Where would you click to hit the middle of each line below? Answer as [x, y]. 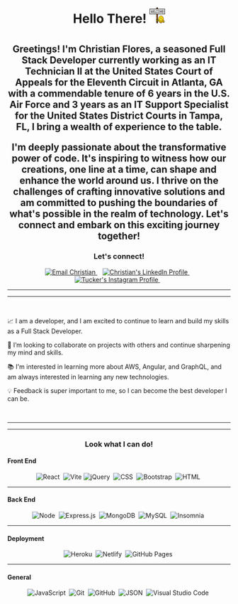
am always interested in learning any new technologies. [88, 377]
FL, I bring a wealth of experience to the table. [119, 127]
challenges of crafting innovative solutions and [119, 192]
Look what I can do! [119, 444]
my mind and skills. [35, 352]
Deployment [26, 538]
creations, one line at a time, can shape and [119, 169]
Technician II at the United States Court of [119, 71]
